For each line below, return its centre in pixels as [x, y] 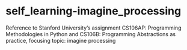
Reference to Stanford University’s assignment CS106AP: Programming [93, 28]
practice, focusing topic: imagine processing [61, 40]
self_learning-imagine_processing [93, 11]
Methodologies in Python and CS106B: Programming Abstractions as [90, 34]
